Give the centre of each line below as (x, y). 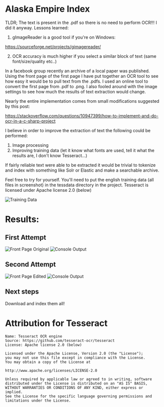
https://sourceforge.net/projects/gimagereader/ (53, 46)
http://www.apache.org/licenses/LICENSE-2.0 (51, 370)
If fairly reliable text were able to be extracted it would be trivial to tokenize (80, 165)
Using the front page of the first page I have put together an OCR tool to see (82, 76)
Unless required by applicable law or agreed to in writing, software (79, 379)
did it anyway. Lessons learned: (37, 27)
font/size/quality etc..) (35, 61)
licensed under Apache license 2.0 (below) (48, 190)
